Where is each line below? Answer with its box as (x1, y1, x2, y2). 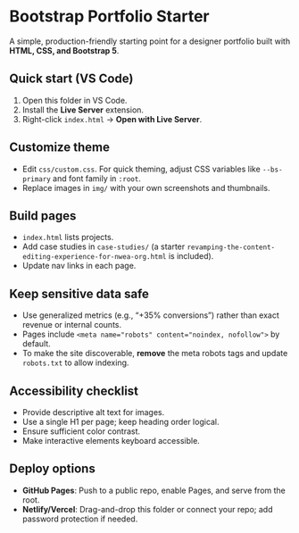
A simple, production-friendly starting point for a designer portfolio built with (9, 36, 291, 46)
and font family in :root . (52, 172, 141, 184)
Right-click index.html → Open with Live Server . (21, 113, 203, 124)
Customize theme (9, 140, 110, 155)
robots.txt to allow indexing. (21, 357, 129, 368)
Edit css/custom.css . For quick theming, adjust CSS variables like (21, 163, 261, 174)
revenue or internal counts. (21, 320, 122, 330)
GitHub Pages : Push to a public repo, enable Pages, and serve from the (21, 485, 286, 496)
